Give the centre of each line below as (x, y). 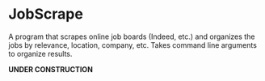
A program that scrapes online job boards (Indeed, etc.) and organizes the (132, 36)
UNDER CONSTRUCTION (50, 69)
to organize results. (40, 53)
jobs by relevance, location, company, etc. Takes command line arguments (132, 45)
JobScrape (46, 14)
